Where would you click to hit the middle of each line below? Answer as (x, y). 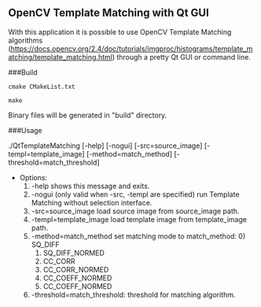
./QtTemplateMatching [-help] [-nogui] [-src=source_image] (105, 146)
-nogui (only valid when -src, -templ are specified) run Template (135, 194)
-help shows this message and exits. (90, 186)
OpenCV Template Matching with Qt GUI (109, 13)
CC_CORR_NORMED (76, 269)
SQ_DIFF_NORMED (74, 253)
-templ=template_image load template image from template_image (139, 219)
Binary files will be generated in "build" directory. (88, 115)
